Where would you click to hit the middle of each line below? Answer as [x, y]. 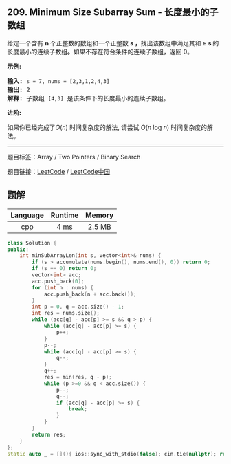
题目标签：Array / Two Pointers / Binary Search [74, 157]
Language [27, 215]
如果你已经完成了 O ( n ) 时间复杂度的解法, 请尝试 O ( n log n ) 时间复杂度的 [107, 127]
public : [18, 250]
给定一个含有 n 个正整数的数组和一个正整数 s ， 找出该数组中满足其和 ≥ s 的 [113, 43]
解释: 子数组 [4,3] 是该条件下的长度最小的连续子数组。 [88, 98]
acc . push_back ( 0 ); [58, 281]
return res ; [49, 434]
